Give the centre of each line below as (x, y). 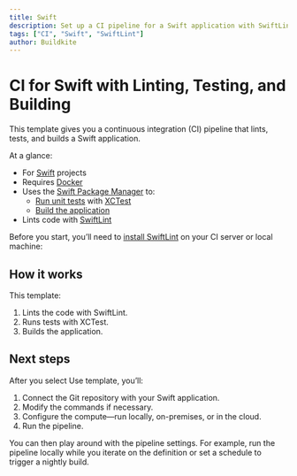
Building (40, 105)
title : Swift (33, 17)
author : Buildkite (43, 42)
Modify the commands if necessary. (88, 407)
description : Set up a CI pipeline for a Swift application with (132, 26)
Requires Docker (52, 182)
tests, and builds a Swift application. (75, 139)
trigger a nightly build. (49, 462)
